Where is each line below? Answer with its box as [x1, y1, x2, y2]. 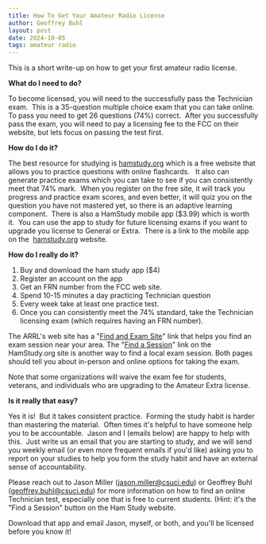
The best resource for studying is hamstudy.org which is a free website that [8, 158, 256, 168]
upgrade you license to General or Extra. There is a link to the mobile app [8, 226, 249, 235]
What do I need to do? [8, 79, 82, 88]
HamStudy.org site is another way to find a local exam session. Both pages [8, 348, 253, 358]
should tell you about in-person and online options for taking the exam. [8, 357, 241, 367]
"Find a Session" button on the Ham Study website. [8, 503, 176, 513]
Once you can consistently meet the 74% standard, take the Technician [19, 308, 254, 317]
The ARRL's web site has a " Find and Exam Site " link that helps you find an [8, 332, 253, 341]
